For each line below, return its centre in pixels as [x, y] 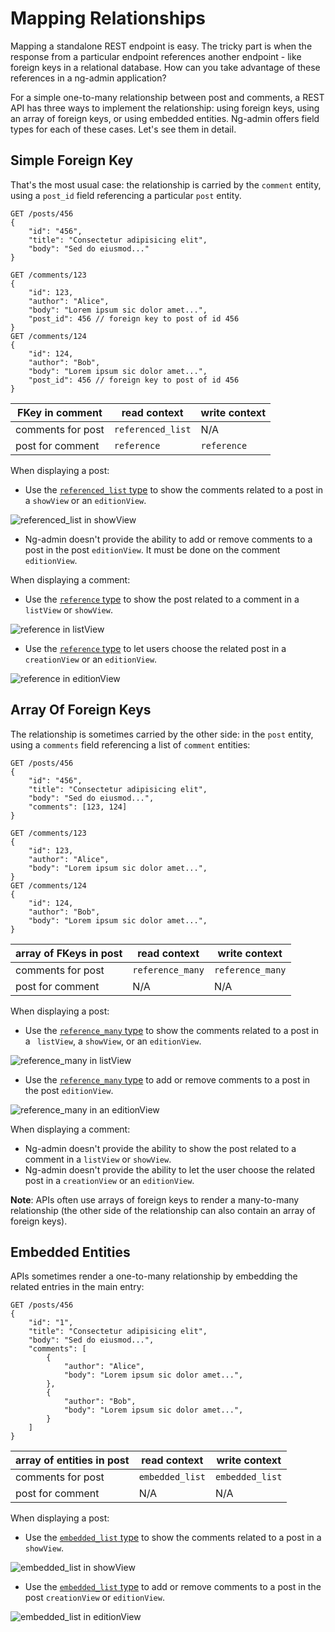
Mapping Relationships [108, 18]
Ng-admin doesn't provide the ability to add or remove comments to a [168, 539]
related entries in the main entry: [77, 1287]
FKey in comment [60, 412]
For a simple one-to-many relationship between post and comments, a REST [167, 97]
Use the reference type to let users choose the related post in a [155, 648]
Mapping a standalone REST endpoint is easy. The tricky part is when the [161, 46]
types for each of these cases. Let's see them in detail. [123, 129]
